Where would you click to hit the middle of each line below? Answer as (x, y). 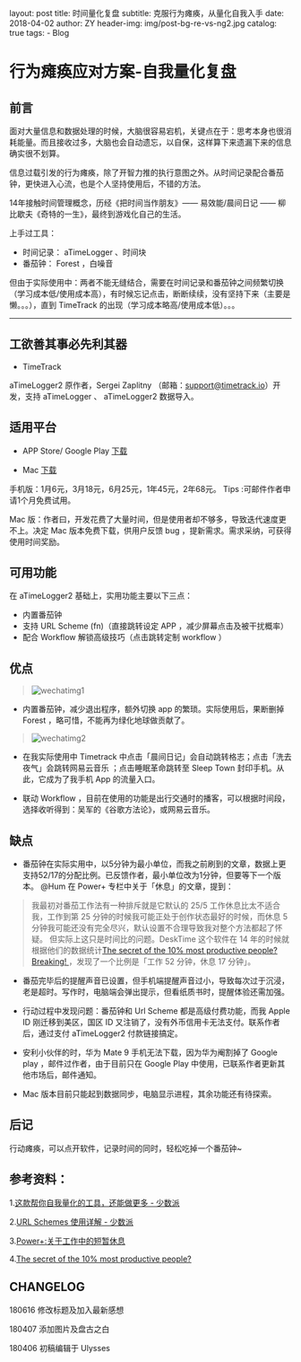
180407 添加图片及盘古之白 (60, 1329)
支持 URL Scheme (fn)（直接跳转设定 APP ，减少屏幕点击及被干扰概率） (155, 626)
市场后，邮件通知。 (65, 1075)
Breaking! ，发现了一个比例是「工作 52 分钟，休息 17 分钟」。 (143, 962)
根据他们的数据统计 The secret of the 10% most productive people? (154, 951)
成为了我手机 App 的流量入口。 (103, 779)
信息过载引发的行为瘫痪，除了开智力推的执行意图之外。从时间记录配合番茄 (146, 172)
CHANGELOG (47, 1287)
